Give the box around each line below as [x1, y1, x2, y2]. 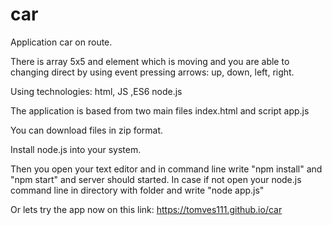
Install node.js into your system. [10, 143, 142, 155]
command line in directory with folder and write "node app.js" [10, 184, 265, 196]
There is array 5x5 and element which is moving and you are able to [10, 55, 290, 67]
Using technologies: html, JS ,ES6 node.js [10, 85, 183, 97]
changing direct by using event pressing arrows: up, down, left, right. [10, 66, 295, 78]
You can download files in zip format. [10, 124, 164, 136]
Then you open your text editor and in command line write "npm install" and [10, 163, 323, 175]
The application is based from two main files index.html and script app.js [10, 104, 310, 117]
